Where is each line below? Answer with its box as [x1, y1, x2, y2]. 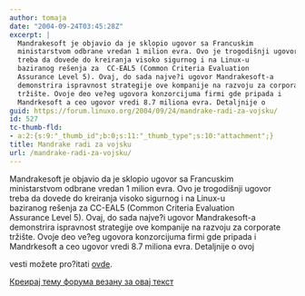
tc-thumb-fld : [9, 123, 64, 133]
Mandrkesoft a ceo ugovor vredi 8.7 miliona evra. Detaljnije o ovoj [9, 241, 255, 252]
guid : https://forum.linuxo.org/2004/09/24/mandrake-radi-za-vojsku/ [9, 106, 279, 115]
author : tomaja [9, 13, 67, 23]
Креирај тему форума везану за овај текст [9, 276, 174, 287]
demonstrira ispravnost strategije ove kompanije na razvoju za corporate [9, 222, 281, 232]
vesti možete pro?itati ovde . [9, 258, 113, 269]
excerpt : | [9, 30, 51, 39]
